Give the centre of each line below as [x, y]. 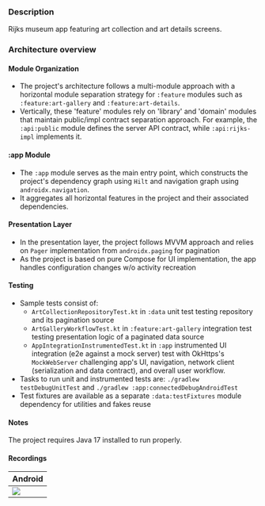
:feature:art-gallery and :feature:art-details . [100, 103]
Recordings [28, 458]
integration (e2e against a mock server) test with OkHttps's [128, 354]
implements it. [59, 136]
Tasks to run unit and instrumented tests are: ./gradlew [109, 379]
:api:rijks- [231, 129]
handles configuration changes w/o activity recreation [108, 267]
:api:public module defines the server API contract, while [115, 128]
